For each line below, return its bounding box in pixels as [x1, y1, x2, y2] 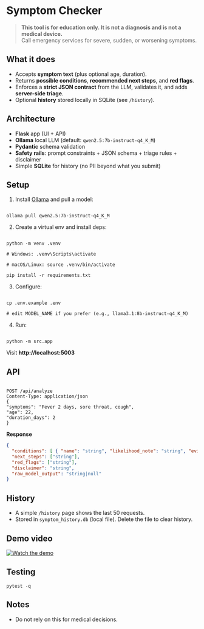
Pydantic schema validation [15, 143, 86, 150]
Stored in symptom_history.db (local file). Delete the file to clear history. [15, 515, 193, 523]
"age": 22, [6, 409, 34, 416]
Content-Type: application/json [6, 393, 88, 399]
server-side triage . [15, 89, 64, 97]
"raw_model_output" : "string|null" [12, 471, 102, 477]
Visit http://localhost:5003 [6, 349, 75, 356]
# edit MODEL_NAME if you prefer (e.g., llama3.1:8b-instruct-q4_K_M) [6, 311, 189, 317]
